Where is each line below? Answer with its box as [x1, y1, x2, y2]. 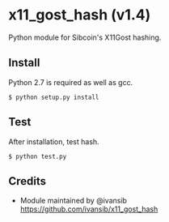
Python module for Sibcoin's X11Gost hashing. [8, 32, 162, 42]
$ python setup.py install [8, 93, 99, 101]
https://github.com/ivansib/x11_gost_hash [19, 204, 158, 214]
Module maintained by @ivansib [19, 196, 128, 206]
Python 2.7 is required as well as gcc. [8, 77, 133, 87]
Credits [8, 174, 47, 188]
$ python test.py [8, 152, 67, 160]
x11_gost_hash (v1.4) [8, 6, 151, 24]
